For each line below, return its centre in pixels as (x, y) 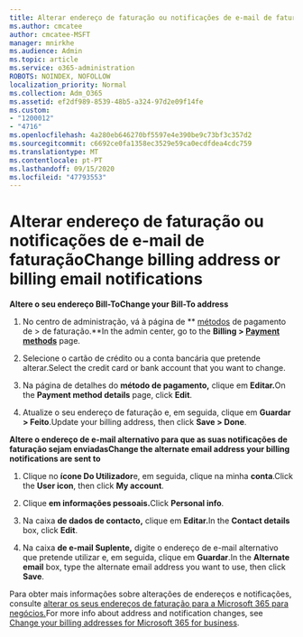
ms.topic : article (44, 60)
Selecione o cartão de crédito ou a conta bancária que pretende (142, 358)
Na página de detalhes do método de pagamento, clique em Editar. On (154, 385)
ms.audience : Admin (46, 51)
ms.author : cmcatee (46, 26)
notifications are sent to (55, 459)
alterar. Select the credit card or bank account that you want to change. (154, 368)
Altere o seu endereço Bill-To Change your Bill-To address (119, 304)
